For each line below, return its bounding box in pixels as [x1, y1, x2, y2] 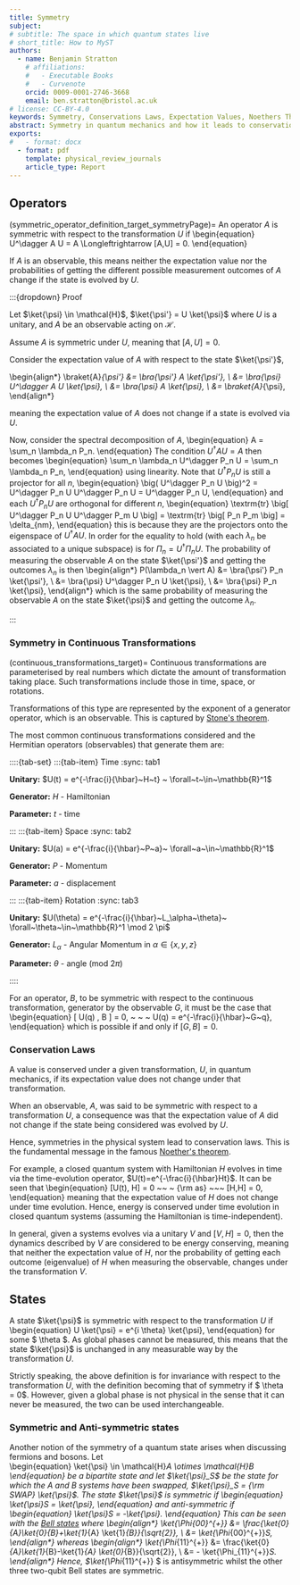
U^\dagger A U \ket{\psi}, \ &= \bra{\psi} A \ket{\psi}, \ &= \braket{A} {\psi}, [9, 381, 286, 392]
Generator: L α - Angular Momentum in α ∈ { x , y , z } [9, 938, 197, 952]
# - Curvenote [25, 79, 87, 88]
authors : [9, 46, 42, 55]
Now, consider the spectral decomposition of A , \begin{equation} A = [9, 435, 264, 446]
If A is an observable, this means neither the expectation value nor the [9, 255, 268, 266]
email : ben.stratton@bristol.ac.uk [25, 96, 158, 105]
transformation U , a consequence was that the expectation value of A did [9, 1109, 279, 1121]
